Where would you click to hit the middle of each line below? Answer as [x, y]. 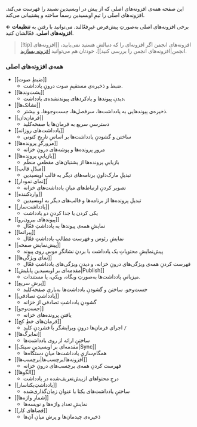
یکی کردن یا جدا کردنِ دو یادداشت [61, 213]
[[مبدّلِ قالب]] [30, 169]
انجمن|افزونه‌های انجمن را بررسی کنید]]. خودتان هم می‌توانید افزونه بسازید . [104, 51]
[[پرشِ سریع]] [30, 283]
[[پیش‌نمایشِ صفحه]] [37, 245]
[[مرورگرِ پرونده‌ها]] [36, 143]
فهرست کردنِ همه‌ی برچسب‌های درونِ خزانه [72, 366]
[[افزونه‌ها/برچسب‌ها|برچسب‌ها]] [51, 359]
